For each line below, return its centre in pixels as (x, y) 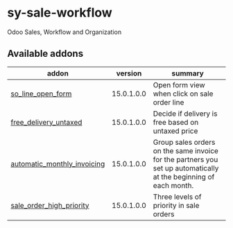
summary (188, 73)
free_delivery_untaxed (46, 122)
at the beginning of (184, 177)
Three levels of (177, 197)
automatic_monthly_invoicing (58, 164)
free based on (176, 122)
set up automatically (186, 168)
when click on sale (183, 94)
